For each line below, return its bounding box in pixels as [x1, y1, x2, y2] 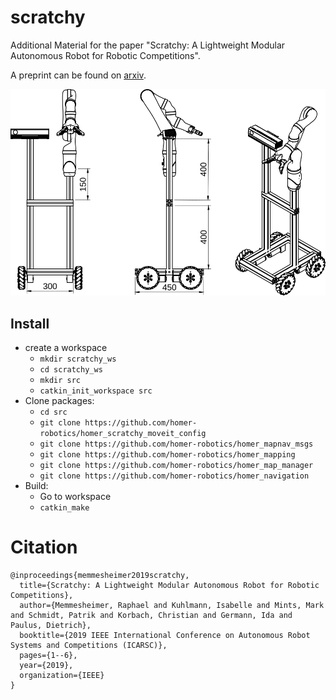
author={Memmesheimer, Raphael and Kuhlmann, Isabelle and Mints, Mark [19, 601, 325, 611]
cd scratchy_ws [39, 365, 103, 375]
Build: [24, 480, 49, 492]
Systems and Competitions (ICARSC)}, [10, 641, 168, 651]
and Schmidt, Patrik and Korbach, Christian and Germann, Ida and [10, 611, 293, 621]
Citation [10, 536, 78, 559]
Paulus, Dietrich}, [10, 621, 92, 631]
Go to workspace [39, 491, 112, 503]
